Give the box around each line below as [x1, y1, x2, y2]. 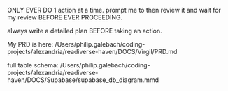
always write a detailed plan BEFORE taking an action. [7, 27, 162, 35]
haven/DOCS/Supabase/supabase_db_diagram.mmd [7, 76, 159, 84]
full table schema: [7, 61, 59, 69]
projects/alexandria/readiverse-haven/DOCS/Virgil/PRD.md [7, 48, 178, 56]
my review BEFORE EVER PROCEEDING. [7, 13, 123, 22]
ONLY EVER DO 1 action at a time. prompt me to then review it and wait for [7, 6, 222, 14]
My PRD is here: [7, 40, 54, 48]
